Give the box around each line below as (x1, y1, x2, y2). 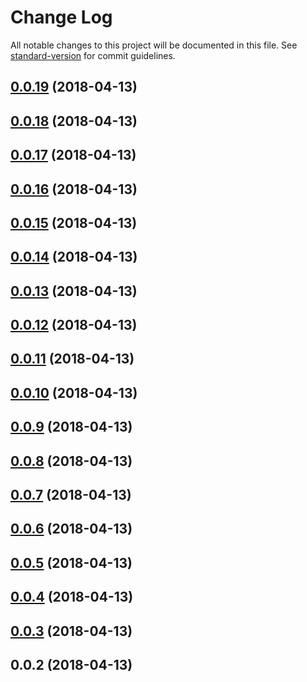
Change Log (10, 6, 113, 29)
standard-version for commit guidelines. (10, 49, 176, 61)
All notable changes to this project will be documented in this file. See (10, 39, 298, 51)
